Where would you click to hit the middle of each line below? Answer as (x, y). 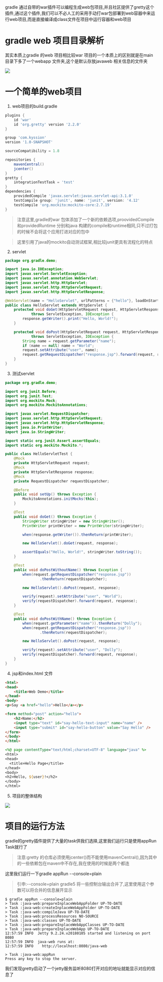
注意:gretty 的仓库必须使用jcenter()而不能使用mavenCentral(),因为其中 (87, 857)
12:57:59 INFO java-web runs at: (40, 942)
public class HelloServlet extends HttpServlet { (56, 305)
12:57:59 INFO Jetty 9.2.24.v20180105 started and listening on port (78, 933)
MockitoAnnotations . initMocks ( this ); (60, 499)
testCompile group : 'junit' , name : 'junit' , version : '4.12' (77, 200)
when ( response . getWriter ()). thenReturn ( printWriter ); (78, 535)
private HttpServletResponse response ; (54, 472)
